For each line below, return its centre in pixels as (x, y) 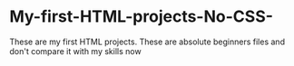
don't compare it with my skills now (76, 51)
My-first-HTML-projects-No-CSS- (142, 17)
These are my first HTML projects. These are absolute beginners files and (147, 42)
